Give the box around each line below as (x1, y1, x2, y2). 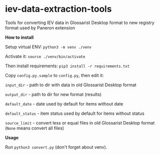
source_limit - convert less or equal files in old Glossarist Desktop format (5, 120, 155, 126)
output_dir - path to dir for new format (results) (5, 91, 102, 97)
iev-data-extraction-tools (5, 3, 112, 15)
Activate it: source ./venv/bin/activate (5, 53, 85, 59)
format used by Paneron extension (5, 25, 75, 30)
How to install (5, 34, 34, 40)
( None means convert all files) (5, 125, 64, 131)
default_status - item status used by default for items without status (5, 110, 145, 116)
